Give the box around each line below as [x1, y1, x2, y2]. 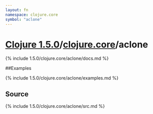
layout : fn [5, 7, 29, 13]
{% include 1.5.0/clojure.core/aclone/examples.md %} [5, 75, 119, 81]
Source [5, 90, 29, 98]
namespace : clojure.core [5, 12, 58, 17]
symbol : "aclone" [5, 17, 42, 22]
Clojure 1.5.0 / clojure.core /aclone [5, 39, 148, 50]
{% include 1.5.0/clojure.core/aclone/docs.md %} [5, 55, 109, 61]
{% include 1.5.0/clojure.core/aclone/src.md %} [5, 103, 106, 109]
